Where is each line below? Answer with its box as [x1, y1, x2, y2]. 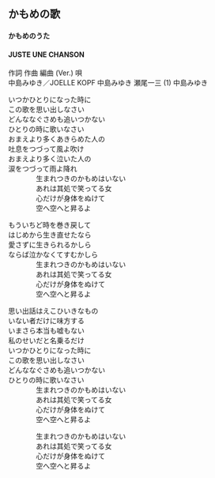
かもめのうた [8, 31, 50, 40]
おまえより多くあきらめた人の [8, 134, 105, 144]
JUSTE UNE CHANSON [8, 50, 85, 59]
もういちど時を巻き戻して [8, 220, 92, 230]
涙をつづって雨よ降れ [8, 164, 77, 174]
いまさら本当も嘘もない [8, 326, 85, 336]
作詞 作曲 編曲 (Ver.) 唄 [8, 68, 83, 77]
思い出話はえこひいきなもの [8, 307, 99, 316]
